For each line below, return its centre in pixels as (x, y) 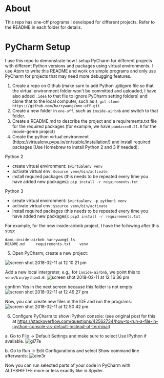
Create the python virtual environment (50, 136)
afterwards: (17, 356)
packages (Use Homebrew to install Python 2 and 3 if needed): (75, 147)
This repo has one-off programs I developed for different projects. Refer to (80, 22)
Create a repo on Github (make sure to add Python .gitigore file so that (83, 86)
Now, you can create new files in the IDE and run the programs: (69, 301)
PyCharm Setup (38, 47)
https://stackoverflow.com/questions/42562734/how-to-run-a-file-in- (88, 321)
